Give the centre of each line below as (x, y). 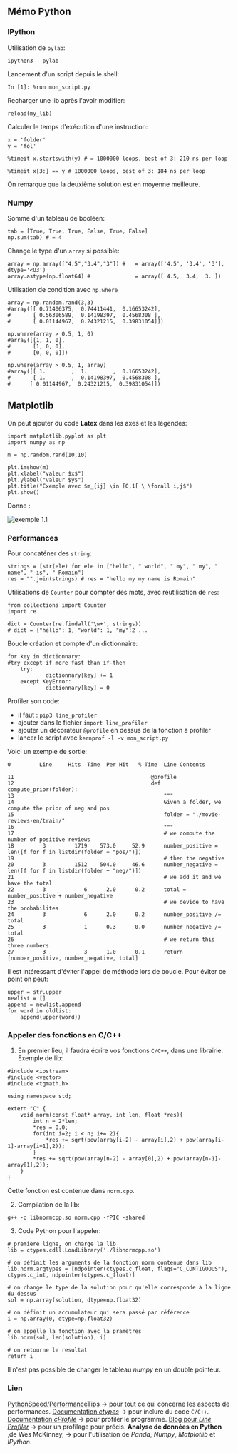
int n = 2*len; (56, 1121)
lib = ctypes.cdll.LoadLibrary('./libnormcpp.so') (84, 1250)
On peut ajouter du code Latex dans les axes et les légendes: (97, 423)
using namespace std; (40, 1096)
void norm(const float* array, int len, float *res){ (102, 1115)
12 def (84, 784)
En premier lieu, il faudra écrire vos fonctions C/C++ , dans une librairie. (120, 1051)
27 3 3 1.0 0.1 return (95, 952)
